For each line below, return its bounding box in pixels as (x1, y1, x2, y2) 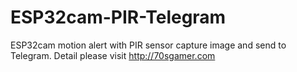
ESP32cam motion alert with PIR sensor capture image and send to (10, 39, 287, 51)
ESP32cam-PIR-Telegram (10, 6, 227, 29)
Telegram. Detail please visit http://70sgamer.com (10, 49, 216, 61)
